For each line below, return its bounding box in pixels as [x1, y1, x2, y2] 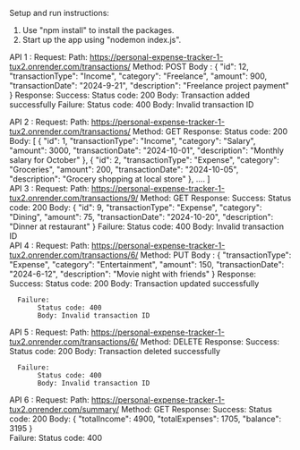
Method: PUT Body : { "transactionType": [140, 250, 292, 260]
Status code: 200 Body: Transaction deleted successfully [9, 346, 221, 356]
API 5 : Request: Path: [9, 327, 90, 337]
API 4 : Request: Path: [9, 241, 90, 250]
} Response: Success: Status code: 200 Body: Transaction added [9, 89, 251, 100]
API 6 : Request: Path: [9, 395, 90, 405]
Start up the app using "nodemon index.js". [21, 35, 182, 45]
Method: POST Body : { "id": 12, [133, 62, 249, 72]
